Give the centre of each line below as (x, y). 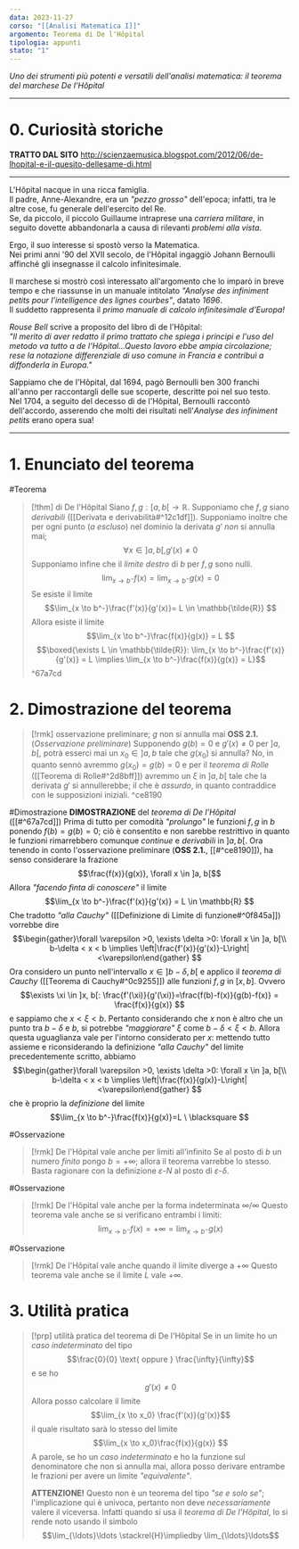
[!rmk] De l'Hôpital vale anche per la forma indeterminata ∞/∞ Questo (159, 1205)
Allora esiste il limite (68, 622)
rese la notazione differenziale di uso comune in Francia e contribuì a (137, 356)
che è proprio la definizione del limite (77, 1104)
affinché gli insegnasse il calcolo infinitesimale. (96, 264)
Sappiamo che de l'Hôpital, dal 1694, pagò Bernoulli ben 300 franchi (134, 382)
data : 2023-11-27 (41, 17)
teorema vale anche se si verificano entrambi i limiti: (126, 1215)
